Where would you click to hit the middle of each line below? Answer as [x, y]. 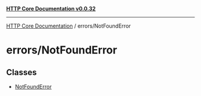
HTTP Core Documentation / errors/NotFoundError [68, 26]
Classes [22, 72]
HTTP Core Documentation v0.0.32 [51, 9]
